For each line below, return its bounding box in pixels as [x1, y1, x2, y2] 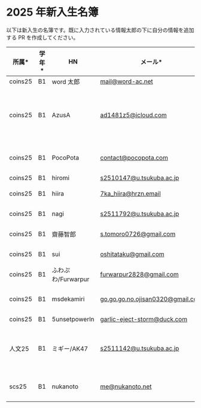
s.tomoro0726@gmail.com [100, 230, 176, 238]
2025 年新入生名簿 [6, 5, 99, 19]
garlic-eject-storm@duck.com [100, 315, 187, 323]
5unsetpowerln [51, 315, 95, 323]
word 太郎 [51, 77, 80, 86]
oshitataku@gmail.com [100, 249, 165, 258]
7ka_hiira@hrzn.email [100, 189, 162, 197]
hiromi [51, 173, 70, 182]
